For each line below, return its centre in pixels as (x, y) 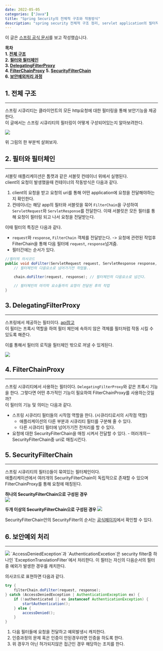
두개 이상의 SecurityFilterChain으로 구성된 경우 (51, 509)
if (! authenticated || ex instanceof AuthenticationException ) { (81, 599)
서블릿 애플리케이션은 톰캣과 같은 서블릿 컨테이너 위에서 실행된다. (67, 176)
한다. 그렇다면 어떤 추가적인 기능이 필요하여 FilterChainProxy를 (70, 393)
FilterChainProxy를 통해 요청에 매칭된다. (44, 484)
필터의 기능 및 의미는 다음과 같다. (41, 405)
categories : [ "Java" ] (27, 14)
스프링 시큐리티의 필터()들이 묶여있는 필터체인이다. (53, 472)
